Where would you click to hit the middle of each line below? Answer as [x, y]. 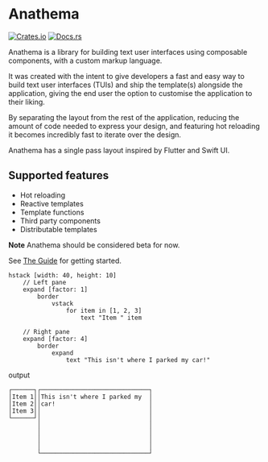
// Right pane [46, 331]
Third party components [60, 221]
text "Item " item [111, 318]
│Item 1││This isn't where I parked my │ [80, 397]
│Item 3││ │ [80, 411]
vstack [62, 303]
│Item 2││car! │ [80, 404]
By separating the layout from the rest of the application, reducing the [124, 117]
